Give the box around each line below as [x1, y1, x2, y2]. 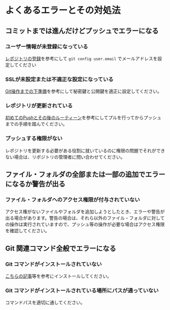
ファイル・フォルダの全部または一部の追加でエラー [5, 170, 165, 179]
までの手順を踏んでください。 [5, 121, 67, 127]
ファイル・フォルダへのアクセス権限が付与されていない [5, 196, 141, 203]
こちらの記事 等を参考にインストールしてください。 [5, 273, 112, 280]
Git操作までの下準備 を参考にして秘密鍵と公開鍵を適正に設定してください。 [5, 88, 162, 95]
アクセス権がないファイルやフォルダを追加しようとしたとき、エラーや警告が [5, 209, 165, 215]
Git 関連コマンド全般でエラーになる [5, 244, 117, 253]
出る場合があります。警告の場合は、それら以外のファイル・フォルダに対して [5, 215, 165, 221]
